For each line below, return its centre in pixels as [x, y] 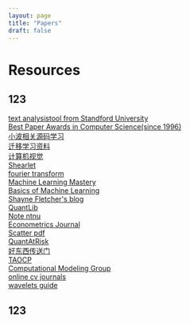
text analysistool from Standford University [78, 118]
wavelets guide [33, 286]
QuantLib [23, 207]
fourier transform [36, 174]
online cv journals [37, 277]
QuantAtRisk [29, 242]
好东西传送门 [29, 251]
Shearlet [22, 165]
